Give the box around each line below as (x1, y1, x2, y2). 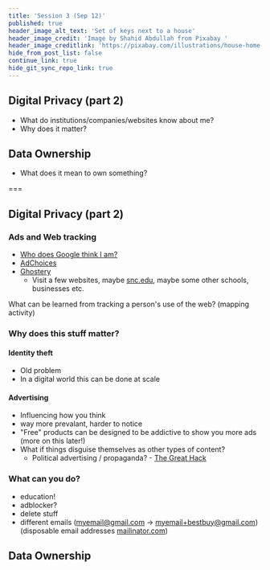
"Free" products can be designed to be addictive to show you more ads (19, 428, 257, 437)
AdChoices (19, 258, 57, 268)
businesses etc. (31, 284, 84, 293)
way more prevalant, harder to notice (19, 419, 143, 429)
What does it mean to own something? (19, 168, 148, 178)
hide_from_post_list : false (8, 49, 103, 57)
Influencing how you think (19, 411, 106, 420)
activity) (8, 308, 35, 318)
